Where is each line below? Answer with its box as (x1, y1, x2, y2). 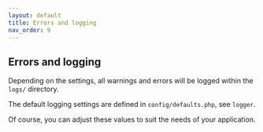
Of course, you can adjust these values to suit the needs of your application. (8, 115, 256, 124)
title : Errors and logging (8, 19, 97, 27)
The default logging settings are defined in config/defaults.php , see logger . (8, 100, 256, 109)
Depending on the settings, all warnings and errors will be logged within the (8, 76, 254, 86)
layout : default (8, 11, 61, 20)
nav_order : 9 (8, 26, 51, 34)
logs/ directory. (8, 84, 59, 94)
